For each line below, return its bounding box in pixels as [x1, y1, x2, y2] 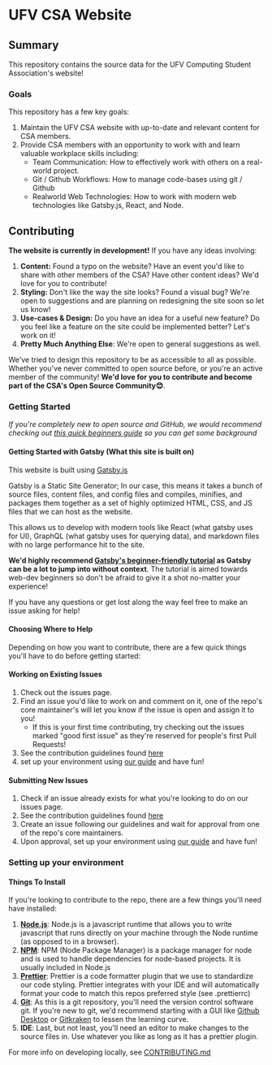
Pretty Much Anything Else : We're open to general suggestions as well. [19, 339, 261, 349]
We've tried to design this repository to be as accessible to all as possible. [8, 355, 257, 365]
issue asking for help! [8, 606, 80, 615]
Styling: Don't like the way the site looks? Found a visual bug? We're [19, 287, 250, 298]
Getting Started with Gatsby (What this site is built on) [8, 447, 195, 456]
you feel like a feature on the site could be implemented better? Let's [19, 322, 250, 332]
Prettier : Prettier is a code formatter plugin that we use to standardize [19, 972, 254, 981]
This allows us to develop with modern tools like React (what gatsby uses [8, 522, 253, 532]
